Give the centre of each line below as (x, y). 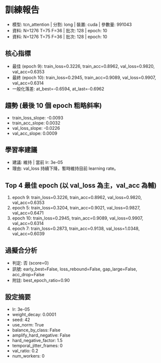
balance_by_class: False (36, 330)
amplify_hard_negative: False (41, 335)
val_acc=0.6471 (28, 213)
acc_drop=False (28, 274)
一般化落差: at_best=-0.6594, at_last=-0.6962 (58, 89)
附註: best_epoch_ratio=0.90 (41, 280)
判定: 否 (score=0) (30, 263)
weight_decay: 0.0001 (34, 314)
